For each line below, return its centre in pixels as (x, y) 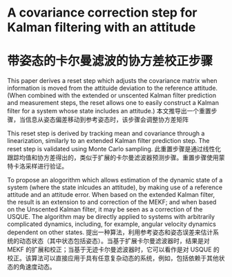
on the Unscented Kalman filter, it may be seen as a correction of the (105, 209)
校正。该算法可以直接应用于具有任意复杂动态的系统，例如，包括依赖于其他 (113, 258)
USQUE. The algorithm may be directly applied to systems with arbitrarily (111, 217)
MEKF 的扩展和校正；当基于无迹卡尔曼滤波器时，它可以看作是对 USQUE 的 (113, 249)
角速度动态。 (37, 267)
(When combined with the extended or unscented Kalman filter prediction (112, 95)
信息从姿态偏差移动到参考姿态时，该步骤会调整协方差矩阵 (107, 120)
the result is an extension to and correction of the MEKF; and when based (112, 202)
